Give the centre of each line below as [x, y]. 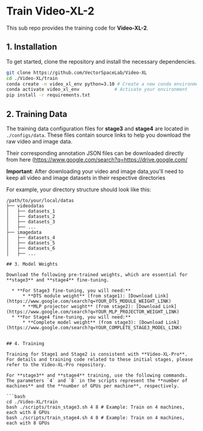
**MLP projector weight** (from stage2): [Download [95, 306]
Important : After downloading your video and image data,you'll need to [95, 171]
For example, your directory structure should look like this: [79, 189]
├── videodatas [25, 206]
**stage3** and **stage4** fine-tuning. [58, 280]
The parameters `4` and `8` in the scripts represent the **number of [97, 380]
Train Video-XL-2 [50, 11]
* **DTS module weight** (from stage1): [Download [87, 296]
